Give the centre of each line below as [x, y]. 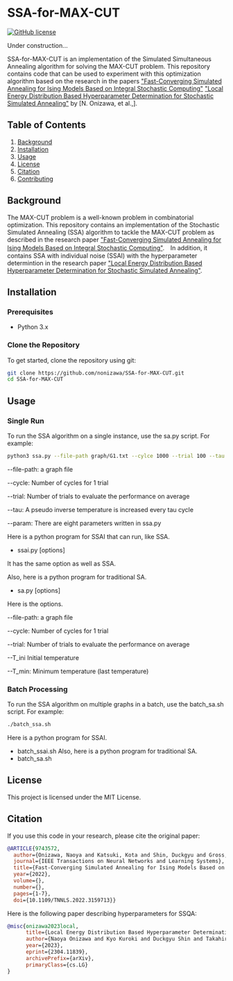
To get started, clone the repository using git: [72, 360]
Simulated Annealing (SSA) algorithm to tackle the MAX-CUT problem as [111, 232]
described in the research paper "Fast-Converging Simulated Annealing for [114, 239]
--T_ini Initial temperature [43, 657]
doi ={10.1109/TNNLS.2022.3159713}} [65, 900]
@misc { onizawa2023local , [43, 926]
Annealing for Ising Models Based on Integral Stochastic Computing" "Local [115, 88]
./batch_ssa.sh [29, 725]
